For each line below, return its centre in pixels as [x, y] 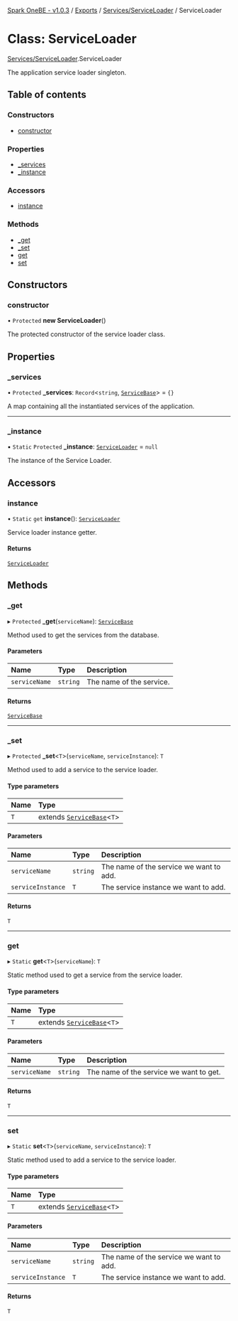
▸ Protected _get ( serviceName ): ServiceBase [70, 621]
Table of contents [47, 95]
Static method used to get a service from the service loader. [95, 975]
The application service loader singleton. [67, 72]
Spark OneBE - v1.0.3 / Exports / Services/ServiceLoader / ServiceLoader [115, 10]
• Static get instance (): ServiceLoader [64, 518]
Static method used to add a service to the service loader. [92, 1160]
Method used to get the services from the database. [83, 635]
